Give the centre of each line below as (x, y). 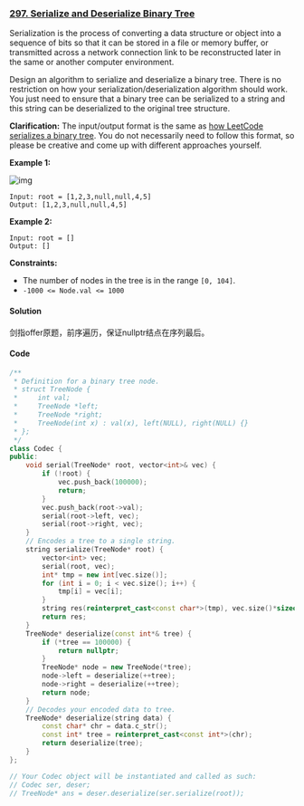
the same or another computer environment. (92, 62)
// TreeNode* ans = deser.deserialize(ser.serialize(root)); (127, 793)
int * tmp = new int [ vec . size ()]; (105, 575)
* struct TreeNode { (52, 389)
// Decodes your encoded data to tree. (101, 709)
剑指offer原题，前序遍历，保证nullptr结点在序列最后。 (109, 332)
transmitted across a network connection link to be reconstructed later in (145, 53)
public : (24, 457)
